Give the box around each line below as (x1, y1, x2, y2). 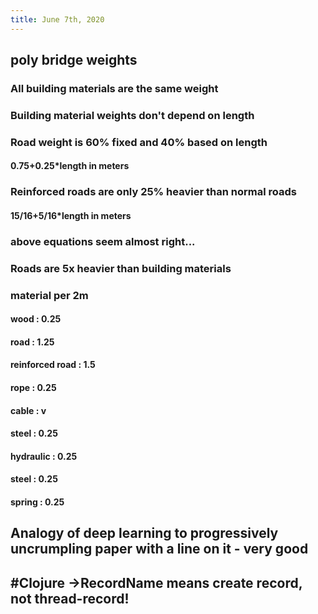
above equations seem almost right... (10, 234, 196, 248)
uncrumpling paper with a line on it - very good (10, 541, 309, 558)
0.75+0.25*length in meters (10, 160, 130, 172)
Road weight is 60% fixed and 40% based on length (10, 135, 268, 149)
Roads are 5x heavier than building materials (10, 261, 232, 275)
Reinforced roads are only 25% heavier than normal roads (10, 185, 297, 199)
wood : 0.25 (10, 313, 62, 325)
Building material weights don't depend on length (10, 108, 255, 122)
